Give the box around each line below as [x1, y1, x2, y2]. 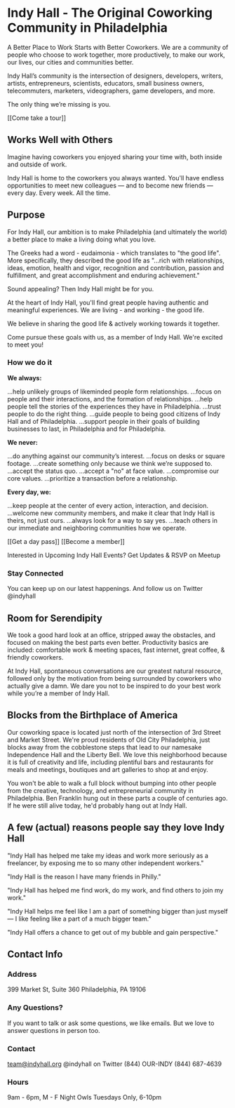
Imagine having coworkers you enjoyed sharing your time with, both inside [7, 152, 222, 161]
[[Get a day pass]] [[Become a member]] [7, 537, 125, 545]
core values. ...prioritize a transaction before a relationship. [7, 474, 177, 482]
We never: [7, 438, 39, 446]
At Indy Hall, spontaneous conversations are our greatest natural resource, [7, 667, 223, 675]
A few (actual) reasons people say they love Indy [7, 822, 225, 834]
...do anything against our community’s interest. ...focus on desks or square [7, 451, 226, 460]
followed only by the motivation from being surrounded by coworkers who [7, 674, 222, 682]
